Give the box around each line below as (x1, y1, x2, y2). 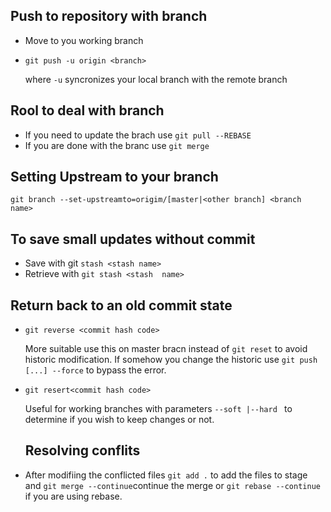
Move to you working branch (24, 34, 144, 46)
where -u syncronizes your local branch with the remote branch (24, 73, 288, 85)
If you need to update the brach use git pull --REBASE (24, 129, 252, 141)
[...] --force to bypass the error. (24, 364, 167, 376)
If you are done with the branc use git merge (24, 139, 210, 151)
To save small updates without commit (10, 230, 256, 248)
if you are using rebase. (24, 490, 123, 502)
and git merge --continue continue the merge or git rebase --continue (24, 479, 321, 491)
